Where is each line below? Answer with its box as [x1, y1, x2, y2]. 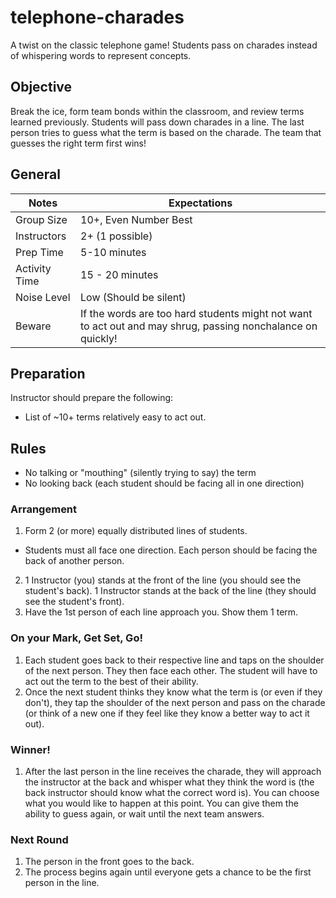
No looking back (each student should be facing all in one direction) [24, 477, 305, 490]
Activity [15, 261, 52, 275]
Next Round [10, 833, 69, 846]
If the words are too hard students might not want [80, 306, 313, 320]
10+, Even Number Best [80, 212, 193, 226]
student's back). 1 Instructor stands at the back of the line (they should [24, 585, 317, 597]
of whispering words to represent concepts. [10, 49, 192, 61]
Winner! [10, 742, 51, 756]
